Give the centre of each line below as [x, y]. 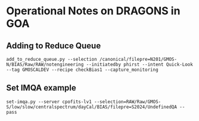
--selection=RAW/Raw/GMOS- [128, 102]
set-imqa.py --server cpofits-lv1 [49, 102]
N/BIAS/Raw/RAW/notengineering [45, 64]
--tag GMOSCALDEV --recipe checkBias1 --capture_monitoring [83, 70]
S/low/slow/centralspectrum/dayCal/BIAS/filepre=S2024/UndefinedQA [92, 107]
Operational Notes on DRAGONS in [93, 11]
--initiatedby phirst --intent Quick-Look [140, 64]
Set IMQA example [41, 88]
